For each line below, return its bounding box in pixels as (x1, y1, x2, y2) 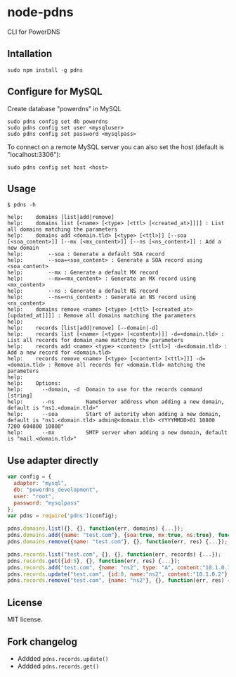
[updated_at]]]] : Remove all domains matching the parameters (7, 312, 197, 319)
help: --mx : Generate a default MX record (7, 269, 159, 277)
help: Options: (7, 380, 61, 387)
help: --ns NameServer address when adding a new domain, (7, 398, 225, 405)
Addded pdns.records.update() (17, 654, 109, 662)
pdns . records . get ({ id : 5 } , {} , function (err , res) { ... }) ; (7, 557, 181, 564)
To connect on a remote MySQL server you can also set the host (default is (7, 142, 225, 151)
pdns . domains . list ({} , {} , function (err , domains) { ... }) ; (7, 525, 184, 532)
